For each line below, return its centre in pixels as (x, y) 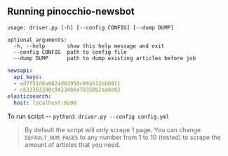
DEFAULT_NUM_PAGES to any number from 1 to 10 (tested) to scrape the (122, 137)
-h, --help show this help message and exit (89, 46)
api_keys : (28, 77)
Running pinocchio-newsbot (71, 12)
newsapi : (20, 70)
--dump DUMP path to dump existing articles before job (105, 58)
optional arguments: (38, 40)
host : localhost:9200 (45, 103)
